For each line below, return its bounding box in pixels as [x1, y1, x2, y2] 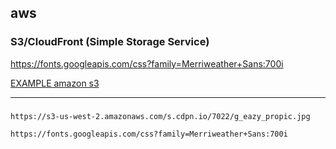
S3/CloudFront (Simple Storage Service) [10, 35, 210, 49]
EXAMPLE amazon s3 [10, 77, 100, 89]
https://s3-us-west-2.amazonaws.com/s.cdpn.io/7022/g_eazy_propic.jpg [10, 111, 311, 121]
